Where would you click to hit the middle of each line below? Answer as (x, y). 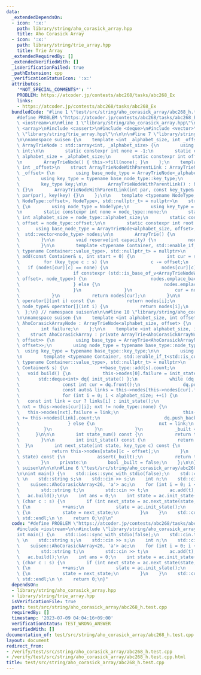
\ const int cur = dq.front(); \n (79, 384)
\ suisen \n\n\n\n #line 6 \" (52, 468)
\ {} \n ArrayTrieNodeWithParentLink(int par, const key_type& (106, 190)
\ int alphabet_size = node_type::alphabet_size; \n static (101, 218)
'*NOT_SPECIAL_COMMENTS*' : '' (55, 90)
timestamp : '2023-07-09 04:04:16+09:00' (63, 618)
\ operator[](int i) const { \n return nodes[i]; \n (96, 301)
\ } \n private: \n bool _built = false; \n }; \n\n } (107, 462)
